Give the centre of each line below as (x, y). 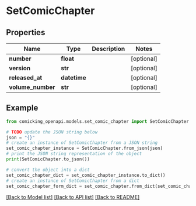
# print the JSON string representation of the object (74, 154)
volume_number (32, 87)
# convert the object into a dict (48, 170)
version (20, 68)
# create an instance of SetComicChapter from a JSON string (82, 143)
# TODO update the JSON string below (52, 132)
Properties (26, 32)
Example (22, 108)
